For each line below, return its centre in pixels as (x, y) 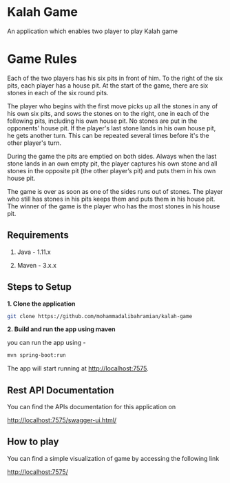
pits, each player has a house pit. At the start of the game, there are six (108, 85)
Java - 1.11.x (34, 252)
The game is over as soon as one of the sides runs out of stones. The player (115, 191)
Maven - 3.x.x (37, 265)
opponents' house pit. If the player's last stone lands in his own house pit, (112, 128)
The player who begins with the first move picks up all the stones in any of (113, 106)
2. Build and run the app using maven (61, 329)
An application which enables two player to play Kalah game (93, 31)
